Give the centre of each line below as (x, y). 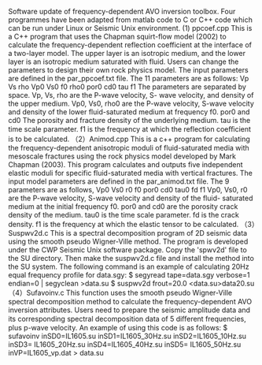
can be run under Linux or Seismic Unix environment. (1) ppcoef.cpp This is (130, 28)
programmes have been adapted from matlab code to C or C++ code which (131, 20)
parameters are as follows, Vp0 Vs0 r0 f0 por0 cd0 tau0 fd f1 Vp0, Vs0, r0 (128, 190)
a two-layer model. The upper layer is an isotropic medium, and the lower (127, 53)
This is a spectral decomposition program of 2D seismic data (149, 233)
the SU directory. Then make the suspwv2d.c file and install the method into (131, 258)
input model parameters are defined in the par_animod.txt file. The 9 (119, 181)
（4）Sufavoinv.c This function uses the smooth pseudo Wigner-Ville (120, 292)
